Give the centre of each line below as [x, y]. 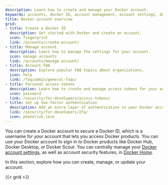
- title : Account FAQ [28, 65]
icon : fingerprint [29, 38]
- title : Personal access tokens [40, 84]
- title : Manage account [31, 47]
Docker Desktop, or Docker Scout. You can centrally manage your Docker [81, 147]
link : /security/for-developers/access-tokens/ [60, 98]
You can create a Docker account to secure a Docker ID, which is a [74, 131]
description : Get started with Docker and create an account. [76, 33]
